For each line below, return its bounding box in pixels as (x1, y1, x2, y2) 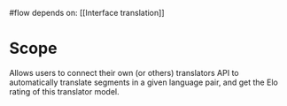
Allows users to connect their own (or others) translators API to (9, 67, 239, 78)
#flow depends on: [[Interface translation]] (9, 8, 165, 18)
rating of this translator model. (9, 86, 120, 96)
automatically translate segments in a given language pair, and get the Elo (9, 77, 279, 87)
